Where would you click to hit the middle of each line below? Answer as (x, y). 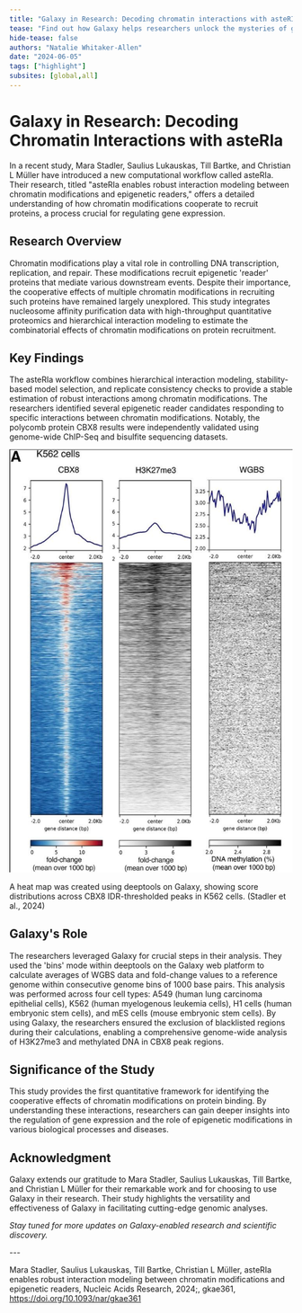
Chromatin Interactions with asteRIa (147, 141)
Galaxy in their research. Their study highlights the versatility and (130, 1199)
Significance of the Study (82, 1069)
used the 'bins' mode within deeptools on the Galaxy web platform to (137, 965)
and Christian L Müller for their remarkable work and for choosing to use (143, 1189)
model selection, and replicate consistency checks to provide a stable (164, 389)
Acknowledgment (60, 1158)
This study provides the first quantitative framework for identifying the (139, 1091)
